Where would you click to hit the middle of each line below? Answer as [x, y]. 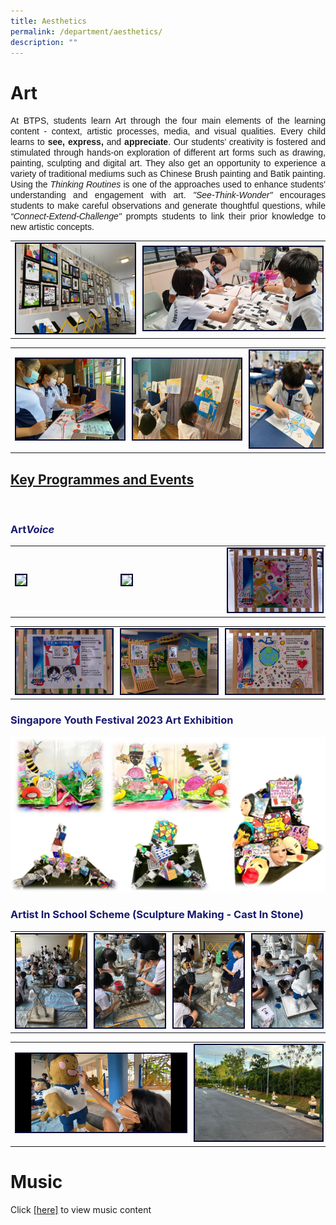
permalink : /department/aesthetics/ [86, 31]
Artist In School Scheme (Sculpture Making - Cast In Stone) [157, 915]
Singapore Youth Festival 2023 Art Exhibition [122, 720]
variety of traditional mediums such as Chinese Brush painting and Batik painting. [168, 174]
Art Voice [32, 529]
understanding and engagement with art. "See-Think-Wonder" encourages [168, 195]
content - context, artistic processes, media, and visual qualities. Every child [168, 131]
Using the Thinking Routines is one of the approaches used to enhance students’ [168, 184]
